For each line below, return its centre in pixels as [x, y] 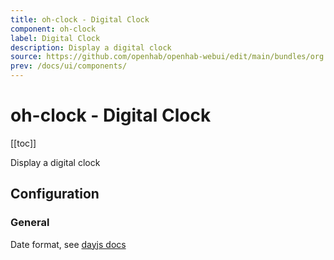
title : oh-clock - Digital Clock [80, 19]
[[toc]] [23, 143]
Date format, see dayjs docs [68, 244]
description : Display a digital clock [91, 47]
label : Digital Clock [55, 38]
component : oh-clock [53, 29]
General [30, 223]
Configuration [55, 194]
